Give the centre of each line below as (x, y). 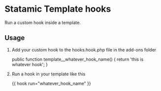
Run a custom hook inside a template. (43, 23)
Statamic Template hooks (58, 9)
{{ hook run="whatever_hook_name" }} (51, 83)
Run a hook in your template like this (48, 74)
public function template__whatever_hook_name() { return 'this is (78, 59)
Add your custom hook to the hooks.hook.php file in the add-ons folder (84, 49)
